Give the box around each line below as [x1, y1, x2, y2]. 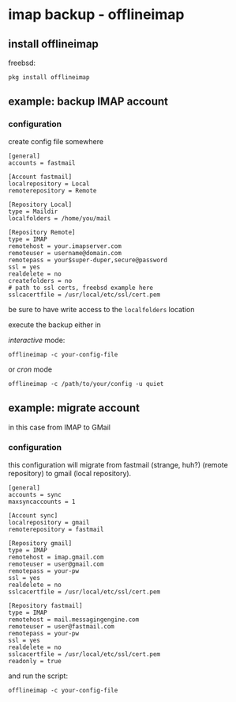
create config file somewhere [8, 136, 104, 146]
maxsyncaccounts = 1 [8, 498, 77, 506]
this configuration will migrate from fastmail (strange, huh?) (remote [8, 460, 229, 469]
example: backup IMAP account [8, 95, 168, 109]
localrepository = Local [8, 180, 90, 188]
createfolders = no [8, 277, 73, 284]
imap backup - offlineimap [8, 6, 185, 24]
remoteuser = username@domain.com [8, 249, 122, 257]
